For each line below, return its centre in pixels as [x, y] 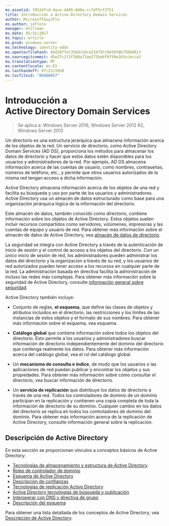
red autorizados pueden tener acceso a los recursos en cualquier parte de [82, 266]
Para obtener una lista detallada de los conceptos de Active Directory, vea [82, 512]
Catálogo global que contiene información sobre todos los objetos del [86, 333]
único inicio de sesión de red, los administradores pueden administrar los [81, 255]
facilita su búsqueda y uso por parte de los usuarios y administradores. [79, 193]
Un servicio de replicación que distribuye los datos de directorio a [82, 390]
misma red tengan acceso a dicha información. [54, 178]
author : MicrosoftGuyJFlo [32, 19]
